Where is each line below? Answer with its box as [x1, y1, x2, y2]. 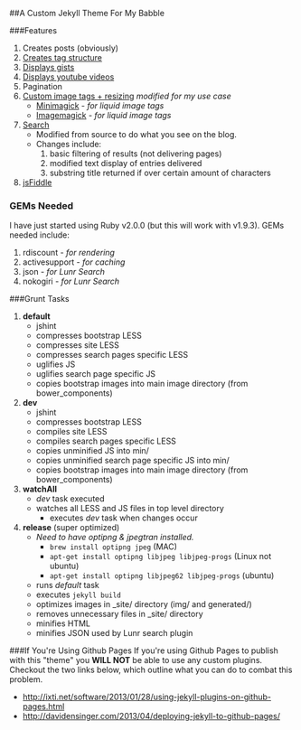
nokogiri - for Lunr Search [22, 276, 120, 287]
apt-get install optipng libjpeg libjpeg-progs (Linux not [49, 551, 272, 562]
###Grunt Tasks [9, 294, 70, 304]
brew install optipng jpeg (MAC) [49, 541, 178, 552]
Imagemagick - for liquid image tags [35, 110, 172, 120]
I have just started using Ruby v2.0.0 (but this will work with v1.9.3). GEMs [9, 220, 285, 231]
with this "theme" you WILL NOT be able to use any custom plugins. [9, 655, 263, 666]
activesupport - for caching [22, 257, 126, 267]
